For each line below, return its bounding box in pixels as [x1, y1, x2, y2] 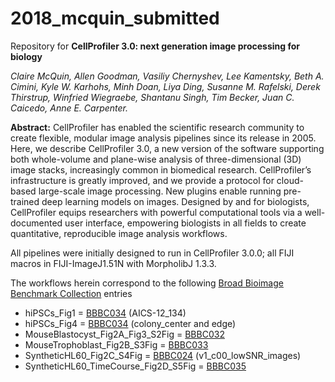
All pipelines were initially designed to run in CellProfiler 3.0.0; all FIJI [10, 247, 295, 259]
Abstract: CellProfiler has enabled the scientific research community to [10, 121, 305, 133]
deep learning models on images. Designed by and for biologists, [41, 195, 310, 207]
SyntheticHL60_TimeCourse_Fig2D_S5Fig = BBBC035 [24, 360, 247, 372]
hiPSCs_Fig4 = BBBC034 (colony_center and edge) [24, 317, 237, 329]
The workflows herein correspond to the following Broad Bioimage [10, 277, 284, 289]
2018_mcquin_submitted [10, 7, 220, 30]
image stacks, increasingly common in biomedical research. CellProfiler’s [10, 163, 312, 176]
